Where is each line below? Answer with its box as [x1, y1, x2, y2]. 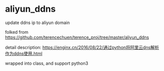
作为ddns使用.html [5, 50, 43, 56]
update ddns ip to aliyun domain [5, 20, 70, 25]
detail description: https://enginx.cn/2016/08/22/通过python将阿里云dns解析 [5, 44, 159, 50]
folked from [5, 29, 28, 35]
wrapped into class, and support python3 [5, 60, 89, 66]
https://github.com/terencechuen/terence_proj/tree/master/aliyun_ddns [5, 34, 149, 40]
